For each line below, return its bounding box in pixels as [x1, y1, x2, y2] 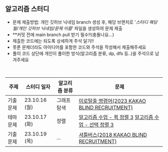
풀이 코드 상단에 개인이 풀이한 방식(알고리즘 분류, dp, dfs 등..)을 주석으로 [12, 50, 154, 56]
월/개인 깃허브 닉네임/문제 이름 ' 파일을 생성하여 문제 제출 [12, 25, 122, 31]
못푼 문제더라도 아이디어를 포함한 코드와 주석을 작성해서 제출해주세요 [12, 44, 146, 50]
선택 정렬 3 [89, 121, 114, 128]
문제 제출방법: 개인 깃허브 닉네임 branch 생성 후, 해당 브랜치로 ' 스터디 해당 [12, 19, 157, 25]
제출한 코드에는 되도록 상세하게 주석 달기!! [12, 38, 94, 44]
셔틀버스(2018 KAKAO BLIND [78, 131, 147, 138]
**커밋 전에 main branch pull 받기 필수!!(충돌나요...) [12, 32, 114, 38]
